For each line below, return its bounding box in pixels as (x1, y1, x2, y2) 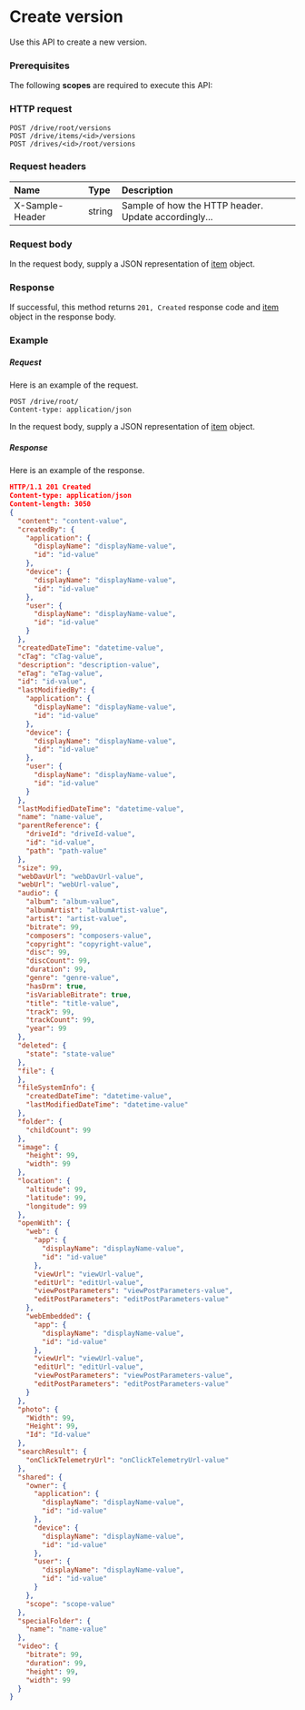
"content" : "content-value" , (17, 516, 128, 525)
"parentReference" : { (17, 821, 100, 830)
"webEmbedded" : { (25, 1312, 92, 1321)
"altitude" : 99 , (25, 1185, 88, 1194)
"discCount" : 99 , (25, 956, 92, 966)
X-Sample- (14, 198, 64, 211)
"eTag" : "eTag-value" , (17, 669, 103, 678)
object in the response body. (9, 311, 116, 322)
